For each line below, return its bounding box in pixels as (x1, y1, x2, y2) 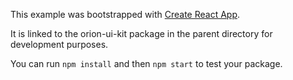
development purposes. (10, 39, 109, 50)
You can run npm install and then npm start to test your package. (10, 58, 283, 69)
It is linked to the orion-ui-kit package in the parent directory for (10, 28, 273, 39)
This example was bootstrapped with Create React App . (10, 9, 241, 20)
